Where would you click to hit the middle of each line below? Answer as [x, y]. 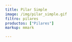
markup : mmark [20, 28]
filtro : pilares [22, 19]
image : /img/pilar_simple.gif [36, 14]
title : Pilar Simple [26, 10]
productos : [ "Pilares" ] [30, 23]
